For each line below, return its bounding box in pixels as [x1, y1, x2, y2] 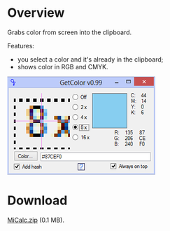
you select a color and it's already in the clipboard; [17, 55, 164, 64]
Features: [7, 41, 35, 50]
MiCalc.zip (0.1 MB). [7, 216, 65, 224]
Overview [7, 5, 65, 21]
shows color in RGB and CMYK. [17, 62, 108, 71]
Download [7, 192, 68, 209]
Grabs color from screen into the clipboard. [7, 28, 132, 36]
